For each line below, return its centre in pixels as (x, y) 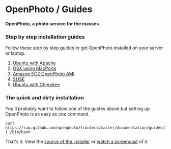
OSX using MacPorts (34, 68)
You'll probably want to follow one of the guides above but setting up (78, 109)
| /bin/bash (18, 132)
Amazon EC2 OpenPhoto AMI (44, 74)
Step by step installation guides (45, 36)
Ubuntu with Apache (34, 63)
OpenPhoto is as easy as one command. (48, 114)
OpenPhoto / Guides (49, 9)
